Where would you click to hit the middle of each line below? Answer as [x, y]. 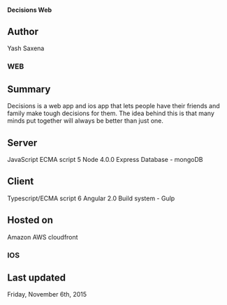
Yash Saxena [26, 48]
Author [23, 31]
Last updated [37, 277]
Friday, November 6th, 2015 [47, 295]
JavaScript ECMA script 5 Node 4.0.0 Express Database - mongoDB [105, 159]
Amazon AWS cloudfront [43, 237]
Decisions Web [30, 10]
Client [21, 181]
